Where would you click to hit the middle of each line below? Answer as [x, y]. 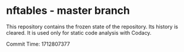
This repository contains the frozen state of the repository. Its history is [92, 27]
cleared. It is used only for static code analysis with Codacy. [79, 32]
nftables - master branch [68, 11]
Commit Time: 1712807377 [38, 44]
